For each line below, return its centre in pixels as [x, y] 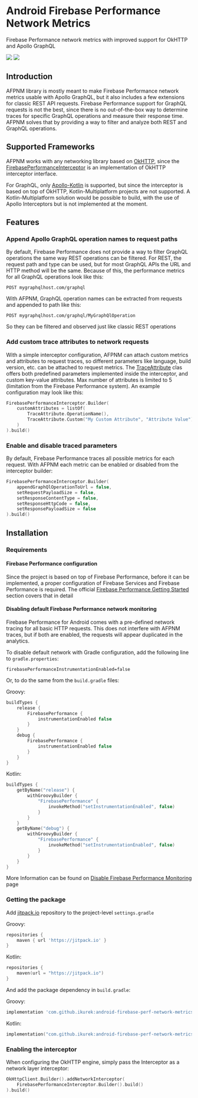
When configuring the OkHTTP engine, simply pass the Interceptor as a [93, 1062]
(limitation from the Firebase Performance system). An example [83, 386]
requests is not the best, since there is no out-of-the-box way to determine [97, 110]
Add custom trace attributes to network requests [77, 342]
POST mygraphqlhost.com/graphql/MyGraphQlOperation [71, 316]
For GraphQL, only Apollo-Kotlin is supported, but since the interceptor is [95, 185]
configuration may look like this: [45, 392]
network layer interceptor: [38, 1069]
